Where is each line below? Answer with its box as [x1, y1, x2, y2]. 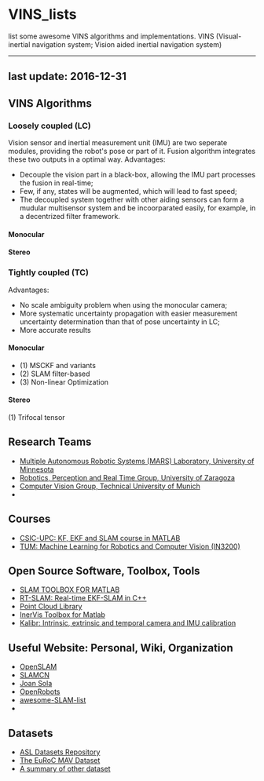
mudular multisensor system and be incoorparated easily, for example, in [19, 203, 256, 213]
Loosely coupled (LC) [8, 120, 92, 131]
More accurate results [19, 325, 92, 334]
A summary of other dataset [19, 764, 111, 773]
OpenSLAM [19, 662, 57, 672]
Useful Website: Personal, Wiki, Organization [8, 641, 233, 655]
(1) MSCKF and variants [19, 360, 97, 370]
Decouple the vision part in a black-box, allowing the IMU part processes [19, 170, 256, 180]
